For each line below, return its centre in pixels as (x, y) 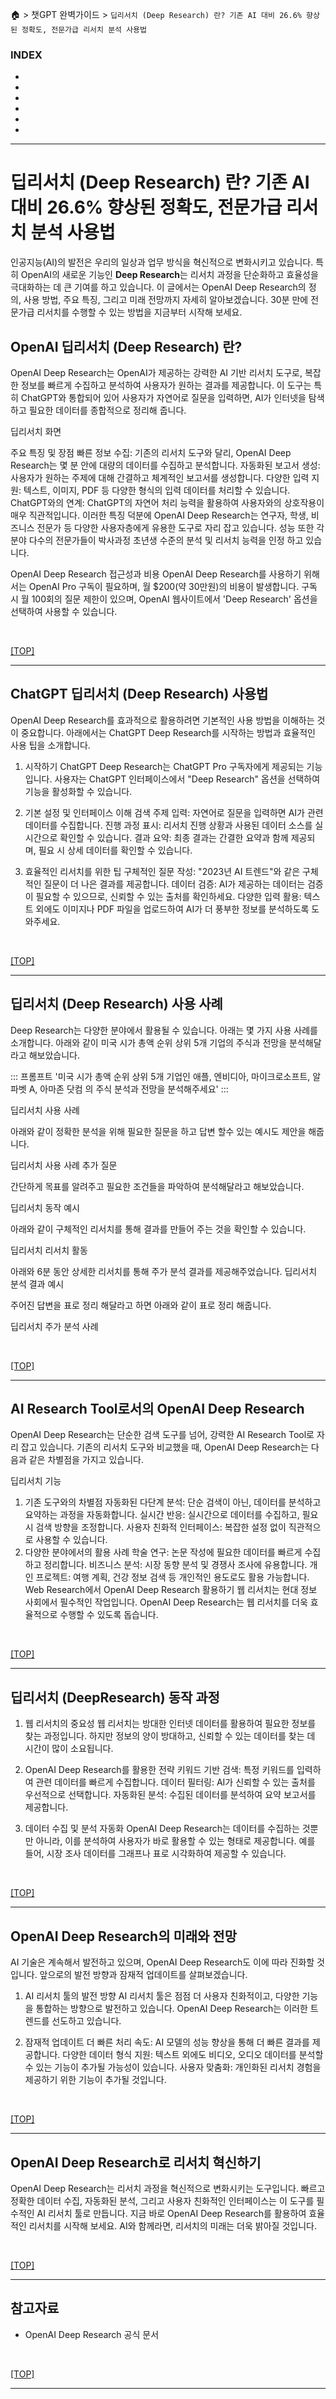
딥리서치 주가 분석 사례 (54, 1326)
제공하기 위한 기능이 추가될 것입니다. (95, 2080)
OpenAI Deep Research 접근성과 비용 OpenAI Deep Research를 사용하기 (156, 574)
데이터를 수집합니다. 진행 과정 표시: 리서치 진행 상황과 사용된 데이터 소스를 (168, 825)
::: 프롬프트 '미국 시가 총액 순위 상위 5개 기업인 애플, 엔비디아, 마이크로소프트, (160, 1076)
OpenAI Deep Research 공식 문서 (92, 2334)
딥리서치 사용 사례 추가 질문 (64, 1165)
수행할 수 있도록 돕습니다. (109, 1615)
